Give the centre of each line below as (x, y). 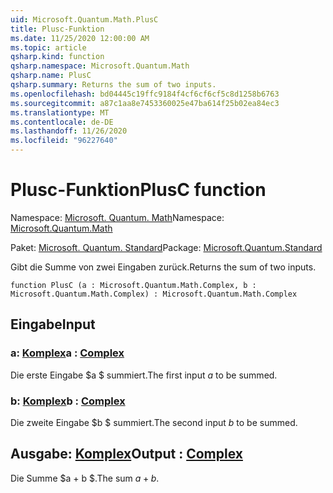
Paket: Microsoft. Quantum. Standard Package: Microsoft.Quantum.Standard (166, 247)
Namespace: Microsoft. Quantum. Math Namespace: (117, 217)
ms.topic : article (48, 47)
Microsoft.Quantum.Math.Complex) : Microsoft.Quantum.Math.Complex (154, 294)
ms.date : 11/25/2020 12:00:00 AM (80, 38)
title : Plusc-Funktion (57, 29)
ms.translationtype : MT (60, 112)
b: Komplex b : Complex (68, 401)
